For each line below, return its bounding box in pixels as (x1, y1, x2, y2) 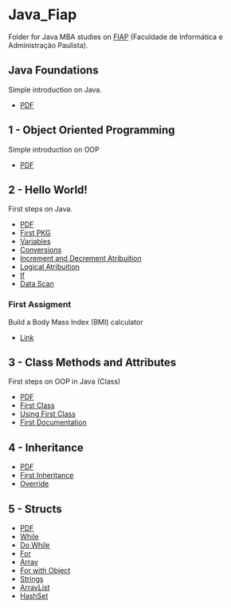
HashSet (19, 591, 49, 601)
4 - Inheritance (8, 440, 84, 454)
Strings (19, 574, 44, 584)
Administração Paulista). (8, 40, 88, 49)
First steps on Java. (8, 204, 73, 214)
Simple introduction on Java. (8, 85, 102, 94)
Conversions (19, 245, 62, 255)
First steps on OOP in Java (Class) (8, 377, 121, 386)
